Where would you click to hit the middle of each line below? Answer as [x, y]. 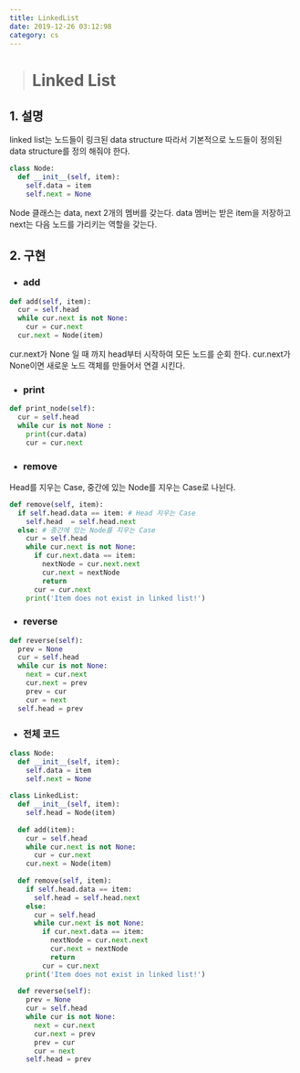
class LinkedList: [44, 796]
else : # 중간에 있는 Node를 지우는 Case [87, 530]
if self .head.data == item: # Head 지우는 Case [107, 513]
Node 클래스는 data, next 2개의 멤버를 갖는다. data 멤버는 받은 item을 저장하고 [150, 212]
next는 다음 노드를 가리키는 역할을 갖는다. [83, 224]
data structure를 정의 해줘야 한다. [70, 151]
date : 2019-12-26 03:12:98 [61, 27]
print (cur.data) [57, 434]
